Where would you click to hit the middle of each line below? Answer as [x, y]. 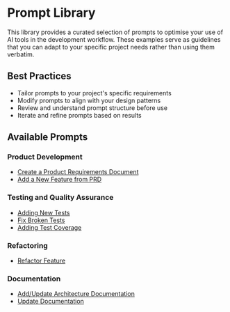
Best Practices [39, 76]
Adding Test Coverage [49, 227]
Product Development [45, 157]
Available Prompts [48, 137]
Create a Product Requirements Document [78, 172]
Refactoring [28, 245]
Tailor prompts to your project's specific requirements [94, 93]
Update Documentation [51, 302]
